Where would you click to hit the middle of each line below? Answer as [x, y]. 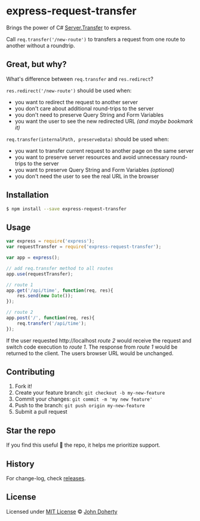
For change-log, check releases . [46, 478]
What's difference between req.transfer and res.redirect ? [80, 78]
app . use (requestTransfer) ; [40, 274]
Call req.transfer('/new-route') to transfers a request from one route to [96, 39]
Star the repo [31, 430]
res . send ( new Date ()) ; [45, 296]
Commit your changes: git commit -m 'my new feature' [84, 399]
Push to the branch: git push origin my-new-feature [80, 405]
